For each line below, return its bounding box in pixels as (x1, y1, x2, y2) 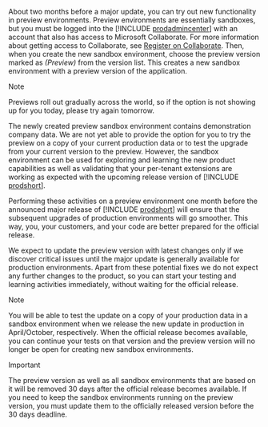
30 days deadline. (8, 409, 68, 419)
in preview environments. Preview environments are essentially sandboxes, (8, 15, 256, 25)
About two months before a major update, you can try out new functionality (8, 7, 257, 16)
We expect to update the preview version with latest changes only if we (8, 245, 244, 255)
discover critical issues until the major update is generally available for (8, 254, 240, 263)
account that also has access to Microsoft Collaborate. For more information (8, 32, 260, 42)
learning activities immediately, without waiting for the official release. (8, 280, 238, 289)
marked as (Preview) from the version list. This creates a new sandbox (8, 58, 241, 67)
